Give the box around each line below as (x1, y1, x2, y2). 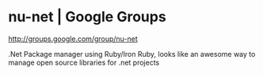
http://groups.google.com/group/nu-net (8, 34, 139, 43)
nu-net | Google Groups (8, 8, 166, 26)
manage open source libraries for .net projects (8, 58, 160, 67)
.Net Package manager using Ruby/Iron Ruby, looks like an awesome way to (8, 49, 256, 58)
